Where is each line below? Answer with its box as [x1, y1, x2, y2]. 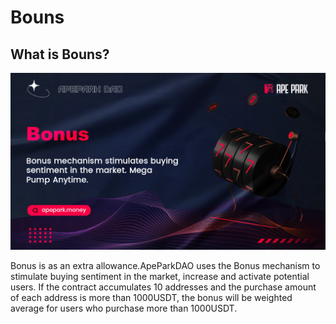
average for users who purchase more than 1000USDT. [10, 302, 238, 314]
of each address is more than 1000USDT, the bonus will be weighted [10, 292, 293, 303]
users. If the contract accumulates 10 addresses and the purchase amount [10, 281, 317, 293]
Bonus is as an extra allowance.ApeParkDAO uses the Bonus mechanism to [10, 260, 321, 271]
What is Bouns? [10, 46, 110, 63]
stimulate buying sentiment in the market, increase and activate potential [10, 271, 310, 282]
